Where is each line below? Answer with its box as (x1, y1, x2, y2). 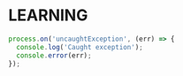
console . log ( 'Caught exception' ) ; (16, 42, 143, 51)
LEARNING (8, 5, 88, 26)
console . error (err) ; (16, 50, 92, 60)
